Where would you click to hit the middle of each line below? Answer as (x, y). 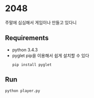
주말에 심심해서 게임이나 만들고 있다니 (41, 22)
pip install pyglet (32, 65)
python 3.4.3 (25, 49)
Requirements (27, 38)
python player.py (23, 91)
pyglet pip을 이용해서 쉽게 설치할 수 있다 (51, 55)
